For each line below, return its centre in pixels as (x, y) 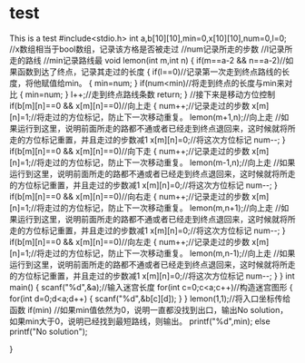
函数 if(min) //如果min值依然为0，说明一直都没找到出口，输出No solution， (149, 309)
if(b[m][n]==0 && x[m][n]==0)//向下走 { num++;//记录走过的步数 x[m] (139, 151)
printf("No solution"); (49, 331)
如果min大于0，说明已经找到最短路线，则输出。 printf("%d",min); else (140, 321)
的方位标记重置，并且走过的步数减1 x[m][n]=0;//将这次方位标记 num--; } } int (152, 276)
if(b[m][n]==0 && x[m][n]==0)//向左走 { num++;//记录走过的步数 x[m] (139, 241)
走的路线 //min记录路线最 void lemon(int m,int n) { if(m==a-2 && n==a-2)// (148, 60)
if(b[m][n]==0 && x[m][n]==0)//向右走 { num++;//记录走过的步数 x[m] (139, 196)
